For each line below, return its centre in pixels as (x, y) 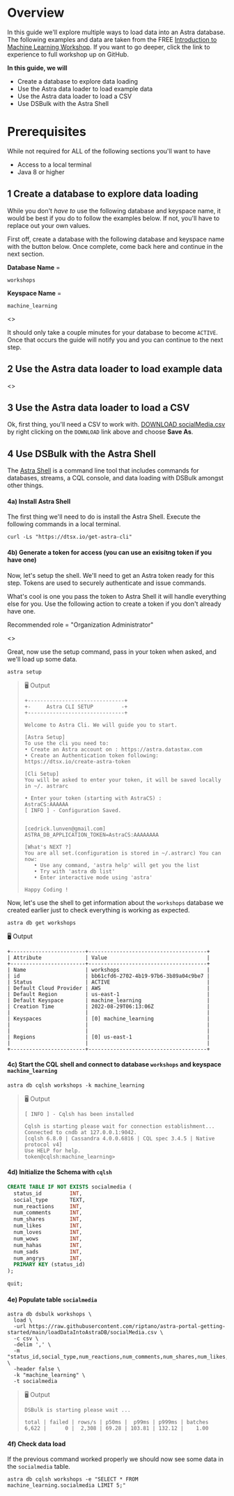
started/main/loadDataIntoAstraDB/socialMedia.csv (82, 1333)
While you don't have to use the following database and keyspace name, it (114, 211)
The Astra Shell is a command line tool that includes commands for (103, 471)
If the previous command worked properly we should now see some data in (116, 1459)
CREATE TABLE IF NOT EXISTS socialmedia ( (70, 1186)
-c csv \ (26, 1339)
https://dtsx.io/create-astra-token (77, 761)
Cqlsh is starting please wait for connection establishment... (119, 1126)
